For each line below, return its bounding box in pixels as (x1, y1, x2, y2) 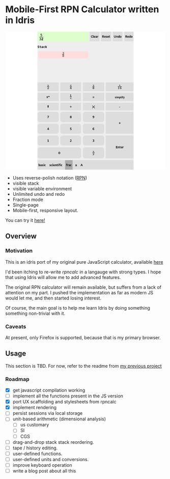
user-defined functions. (12, 450, 63, 457)
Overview (5, 232, 37, 241)
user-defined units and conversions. (12, 456, 89, 462)
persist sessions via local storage (12, 410, 83, 416)
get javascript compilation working (12, 387, 86, 393)
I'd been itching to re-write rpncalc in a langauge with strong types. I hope (5, 269, 161, 275)
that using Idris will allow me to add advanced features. (5, 274, 121, 280)
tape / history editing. (12, 445, 58, 451)
